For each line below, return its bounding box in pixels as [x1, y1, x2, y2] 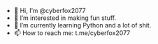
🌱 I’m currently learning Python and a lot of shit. [13, 21, 152, 29]
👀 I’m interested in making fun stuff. [13, 14, 117, 22]
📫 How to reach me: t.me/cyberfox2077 [13, 29, 131, 37]
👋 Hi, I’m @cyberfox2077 [13, 7, 86, 14]
